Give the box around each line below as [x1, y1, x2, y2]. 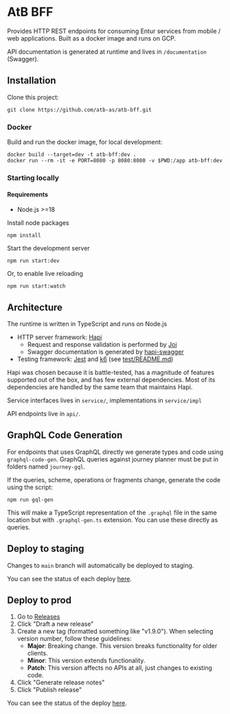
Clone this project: [7, 93, 60, 101]
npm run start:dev [7, 257, 60, 265]
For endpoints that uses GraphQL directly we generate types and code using [7, 448, 224, 456]
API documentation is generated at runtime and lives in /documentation [7, 47, 207, 56]
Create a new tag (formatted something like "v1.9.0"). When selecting [16, 627, 214, 636]
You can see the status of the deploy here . [7, 699, 127, 707]
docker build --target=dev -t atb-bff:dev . [7, 151, 137, 158]
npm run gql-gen [7, 496, 54, 503]
